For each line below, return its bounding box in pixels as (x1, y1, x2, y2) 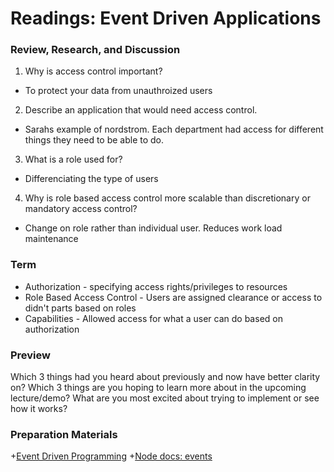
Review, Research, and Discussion (10, 43, 181, 57)
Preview (10, 348, 51, 362)
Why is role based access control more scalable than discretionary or (24, 192, 311, 204)
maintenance (24, 233, 79, 245)
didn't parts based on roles (24, 302, 137, 314)
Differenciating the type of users (24, 173, 159, 185)
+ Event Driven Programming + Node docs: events (10, 450, 213, 462)
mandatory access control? (24, 203, 138, 215)
